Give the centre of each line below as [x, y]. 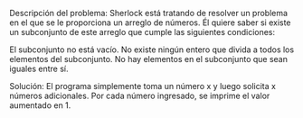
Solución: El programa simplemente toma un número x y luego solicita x [142, 86]
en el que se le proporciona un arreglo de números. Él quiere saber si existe [150, 23]
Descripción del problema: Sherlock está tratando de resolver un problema [148, 13]
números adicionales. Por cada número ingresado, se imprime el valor [140, 95]
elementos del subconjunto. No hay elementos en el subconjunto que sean [148, 59]
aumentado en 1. [40, 105]
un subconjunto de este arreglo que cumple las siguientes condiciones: [142, 32]
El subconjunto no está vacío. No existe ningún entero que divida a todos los [152, 50]
